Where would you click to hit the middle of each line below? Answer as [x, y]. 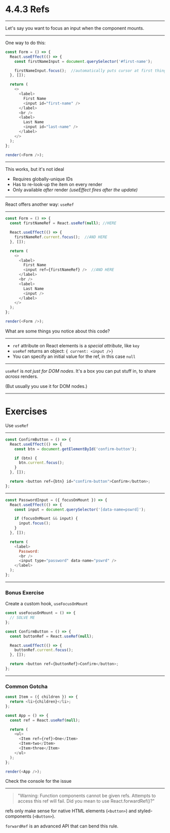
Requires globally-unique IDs [43, 179]
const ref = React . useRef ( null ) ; [45, 720]
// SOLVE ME [23, 618]
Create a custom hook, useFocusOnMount [47, 604]
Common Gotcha [27, 686]
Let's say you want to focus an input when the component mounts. [75, 28]
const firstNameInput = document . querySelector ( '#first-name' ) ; [83, 61]
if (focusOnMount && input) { [46, 519]
